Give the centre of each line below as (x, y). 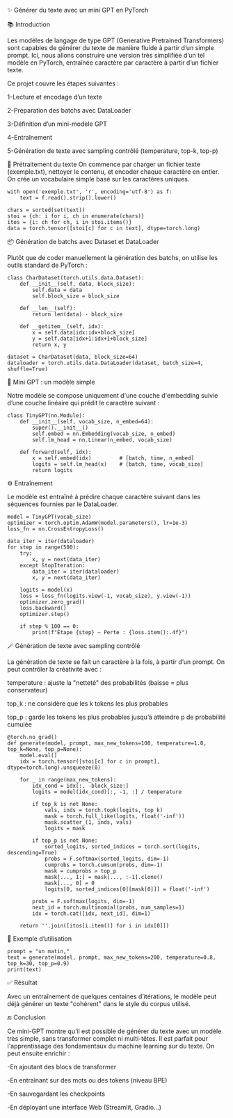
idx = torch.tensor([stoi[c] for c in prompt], (90, 761)
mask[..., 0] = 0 (70, 883)
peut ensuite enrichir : (39, 1053)
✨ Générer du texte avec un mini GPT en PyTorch (78, 10)
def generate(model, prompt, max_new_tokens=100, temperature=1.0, (107, 743)
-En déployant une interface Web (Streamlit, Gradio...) (85, 1107)
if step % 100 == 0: (49, 626)
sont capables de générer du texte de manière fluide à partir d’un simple (111, 48)
